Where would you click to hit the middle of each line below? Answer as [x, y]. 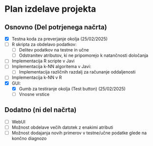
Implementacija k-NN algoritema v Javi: [51, 67]
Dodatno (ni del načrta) [41, 110]
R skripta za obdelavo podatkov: [44, 45]
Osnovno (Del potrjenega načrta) [56, 27]
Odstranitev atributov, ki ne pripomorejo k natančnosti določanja [84, 55]
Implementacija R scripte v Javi [43, 61]
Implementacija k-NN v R [37, 77]
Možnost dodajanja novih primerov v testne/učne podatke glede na [79, 133]
